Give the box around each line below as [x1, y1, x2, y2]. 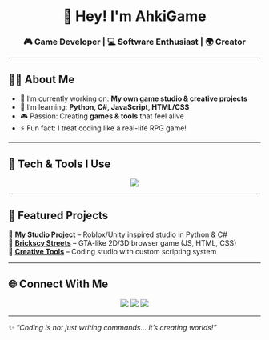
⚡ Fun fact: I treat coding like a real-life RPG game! [19, 123, 187, 133]
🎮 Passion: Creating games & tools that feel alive [19, 111, 184, 121]
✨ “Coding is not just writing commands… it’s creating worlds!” [8, 322, 218, 332]
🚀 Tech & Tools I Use [8, 157, 111, 170]
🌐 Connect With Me [8, 278, 109, 291]
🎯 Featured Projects [8, 208, 109, 222]
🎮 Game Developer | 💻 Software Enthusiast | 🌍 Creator [23, 36, 246, 47]
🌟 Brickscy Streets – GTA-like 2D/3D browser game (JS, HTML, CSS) [8, 238, 237, 247]
